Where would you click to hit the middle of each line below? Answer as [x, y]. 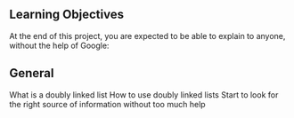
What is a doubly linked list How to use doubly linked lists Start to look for [144, 94]
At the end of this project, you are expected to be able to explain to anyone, [147, 35]
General [32, 73]
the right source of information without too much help [108, 104]
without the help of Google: [59, 45]
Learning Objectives [67, 15]
